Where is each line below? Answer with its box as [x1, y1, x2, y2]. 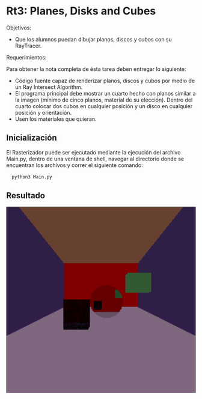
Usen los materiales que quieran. [14, 115, 97, 123]
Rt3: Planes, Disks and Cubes [6, 4, 156, 18]
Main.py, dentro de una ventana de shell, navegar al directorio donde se [6, 155, 185, 162]
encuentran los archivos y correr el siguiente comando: [6, 161, 143, 169]
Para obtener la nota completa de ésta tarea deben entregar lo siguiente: [6, 65, 186, 73]
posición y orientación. [14, 109, 72, 116]
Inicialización [6, 133, 57, 143]
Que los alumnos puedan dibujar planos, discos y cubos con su [14, 35, 173, 43]
